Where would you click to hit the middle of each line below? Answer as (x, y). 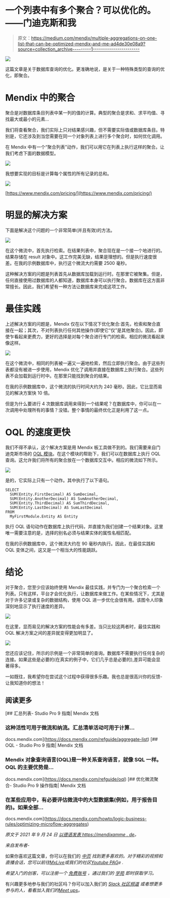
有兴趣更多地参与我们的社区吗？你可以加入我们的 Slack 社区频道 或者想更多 (84, 884)
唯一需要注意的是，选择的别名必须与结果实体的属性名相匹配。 (70, 533)
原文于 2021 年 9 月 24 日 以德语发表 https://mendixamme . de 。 (72, 835)
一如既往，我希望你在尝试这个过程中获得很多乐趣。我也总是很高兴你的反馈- (84, 676)
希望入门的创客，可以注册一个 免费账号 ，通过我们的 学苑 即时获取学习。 (81, 873)
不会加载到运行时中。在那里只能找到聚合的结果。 (60, 376)
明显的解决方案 (36, 215)
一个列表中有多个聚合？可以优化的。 (81, 10)
